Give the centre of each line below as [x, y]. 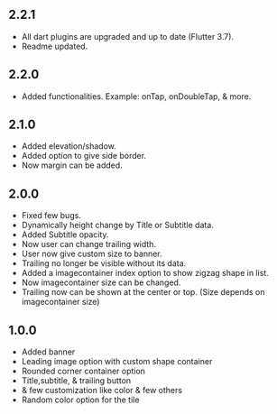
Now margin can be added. [72, 165]
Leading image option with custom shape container [117, 362]
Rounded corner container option [83, 371]
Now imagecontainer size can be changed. [101, 282]
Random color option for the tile [80, 400]
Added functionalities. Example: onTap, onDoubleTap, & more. [136, 96]
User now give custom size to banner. [92, 254]
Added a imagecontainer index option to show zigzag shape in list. [145, 273]
